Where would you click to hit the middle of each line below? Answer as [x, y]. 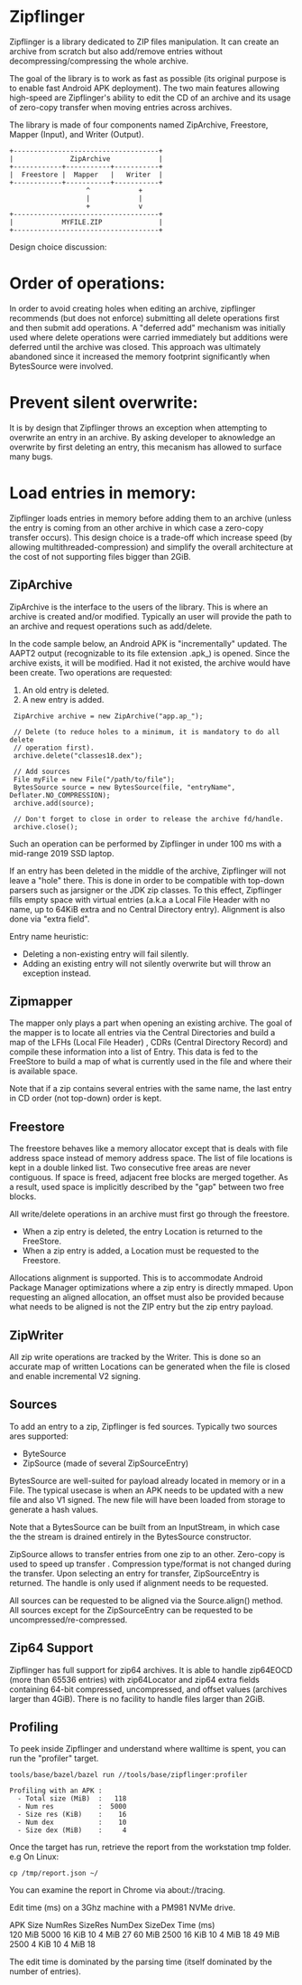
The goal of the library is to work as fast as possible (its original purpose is [148, 78]
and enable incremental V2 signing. [75, 1376]
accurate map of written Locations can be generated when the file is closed [150, 1366]
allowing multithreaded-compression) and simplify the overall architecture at [151, 547]
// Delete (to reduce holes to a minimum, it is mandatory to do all [146, 732]
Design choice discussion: [58, 247]
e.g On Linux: [34, 1857]
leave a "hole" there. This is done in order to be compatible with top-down [147, 880]
